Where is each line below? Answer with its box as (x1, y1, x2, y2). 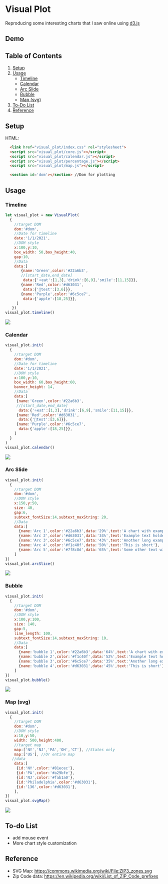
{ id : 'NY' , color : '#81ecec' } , (16, 766, 75, 771)
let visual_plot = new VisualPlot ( (5, 212, 79, 217)
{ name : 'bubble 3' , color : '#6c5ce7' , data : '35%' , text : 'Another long (18, 659, 157, 664)
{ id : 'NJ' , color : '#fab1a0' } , (16, 775, 75, 780)
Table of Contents (5, 51, 62, 60)
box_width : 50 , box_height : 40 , (14, 249, 77, 254)
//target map (14, 742, 41, 747)
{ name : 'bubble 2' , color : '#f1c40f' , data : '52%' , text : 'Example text (18, 654, 157, 659)
